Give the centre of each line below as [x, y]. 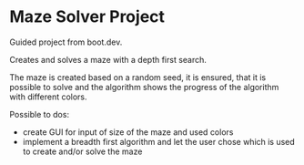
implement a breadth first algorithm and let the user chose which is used [159, 141]
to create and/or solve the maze [82, 151]
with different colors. [49, 97]
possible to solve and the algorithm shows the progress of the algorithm [144, 87]
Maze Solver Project [87, 17]
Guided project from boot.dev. [66, 42]
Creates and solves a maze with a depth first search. [108, 59]
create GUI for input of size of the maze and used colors [128, 132]
